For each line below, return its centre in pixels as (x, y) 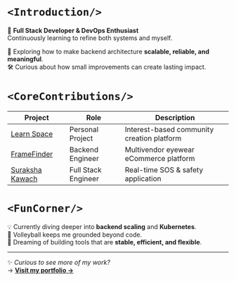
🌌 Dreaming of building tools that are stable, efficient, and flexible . (105, 242)
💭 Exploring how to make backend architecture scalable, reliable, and (108, 51)
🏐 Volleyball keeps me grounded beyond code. (75, 235)
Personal (84, 129)
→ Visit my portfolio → (40, 270)
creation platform (153, 138)
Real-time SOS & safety (164, 169)
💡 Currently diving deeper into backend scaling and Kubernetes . (102, 226)
